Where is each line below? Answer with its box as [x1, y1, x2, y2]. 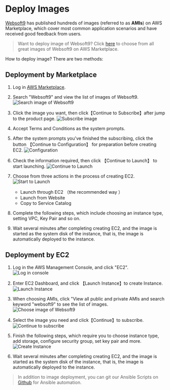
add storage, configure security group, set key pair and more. [12, 338, 142, 344]
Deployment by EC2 [5, 251, 70, 259]
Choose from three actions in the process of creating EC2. [12, 173, 135, 179]
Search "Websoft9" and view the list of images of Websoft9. [12, 94, 139, 100]
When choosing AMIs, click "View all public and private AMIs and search [12, 295, 165, 302]
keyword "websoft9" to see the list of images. [12, 301, 109, 307]
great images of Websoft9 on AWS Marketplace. [17, 46, 119, 52]
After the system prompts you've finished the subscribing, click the [12, 135, 153, 141]
